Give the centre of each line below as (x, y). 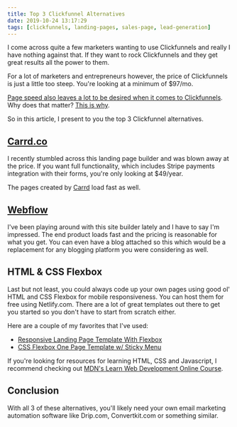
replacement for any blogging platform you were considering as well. (108, 249)
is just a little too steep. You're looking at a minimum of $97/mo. (100, 84)
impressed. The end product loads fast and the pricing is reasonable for (112, 234)
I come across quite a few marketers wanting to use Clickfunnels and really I (119, 48)
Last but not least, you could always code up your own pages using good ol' (119, 289)
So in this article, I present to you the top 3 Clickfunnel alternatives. (106, 119)
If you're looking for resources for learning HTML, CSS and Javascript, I (112, 361)
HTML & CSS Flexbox (55, 272)
